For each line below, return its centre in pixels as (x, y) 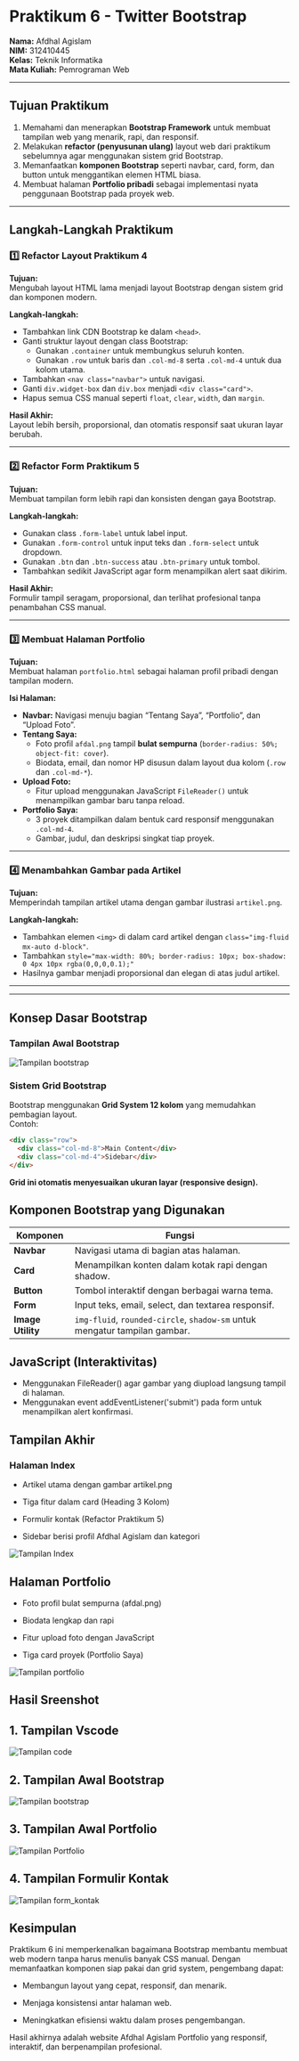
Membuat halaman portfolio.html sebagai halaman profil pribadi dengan (144, 672)
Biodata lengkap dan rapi (68, 1620)
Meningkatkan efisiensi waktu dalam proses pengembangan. (133, 2020)
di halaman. (43, 1393)
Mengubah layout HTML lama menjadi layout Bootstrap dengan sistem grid (146, 288)
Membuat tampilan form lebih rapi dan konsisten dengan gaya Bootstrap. (143, 498)
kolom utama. (61, 370)
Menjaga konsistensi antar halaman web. (97, 2003)
